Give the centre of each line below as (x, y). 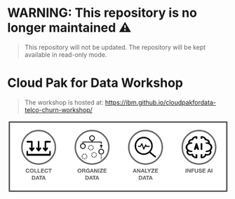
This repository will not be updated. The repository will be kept (115, 47)
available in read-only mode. (66, 55)
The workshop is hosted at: (64, 102)
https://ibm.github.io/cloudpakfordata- (160, 102)
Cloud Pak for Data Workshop (95, 83)
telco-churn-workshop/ (58, 109)
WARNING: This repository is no (102, 13)
